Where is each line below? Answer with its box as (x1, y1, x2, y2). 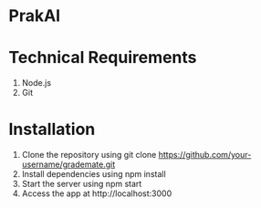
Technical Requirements (8, 47, 197, 68)
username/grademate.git (21, 159, 116, 170)
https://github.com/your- (158, 150, 252, 161)
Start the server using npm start (21, 179, 142, 190)
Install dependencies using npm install (21, 169, 166, 180)
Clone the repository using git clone (21, 150, 157, 161)
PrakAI (8, 5, 61, 26)
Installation (8, 120, 96, 140)
